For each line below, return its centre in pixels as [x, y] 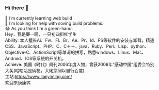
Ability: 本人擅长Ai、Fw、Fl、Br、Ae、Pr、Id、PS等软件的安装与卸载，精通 [80, 40]
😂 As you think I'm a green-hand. [39, 29]
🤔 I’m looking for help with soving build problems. [54, 23]
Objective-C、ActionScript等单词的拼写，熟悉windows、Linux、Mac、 [76, 52]
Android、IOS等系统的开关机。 [36, 59]
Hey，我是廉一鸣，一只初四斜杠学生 [41, 34]
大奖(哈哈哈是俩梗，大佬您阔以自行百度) [45, 71]
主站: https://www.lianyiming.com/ [39, 76]
